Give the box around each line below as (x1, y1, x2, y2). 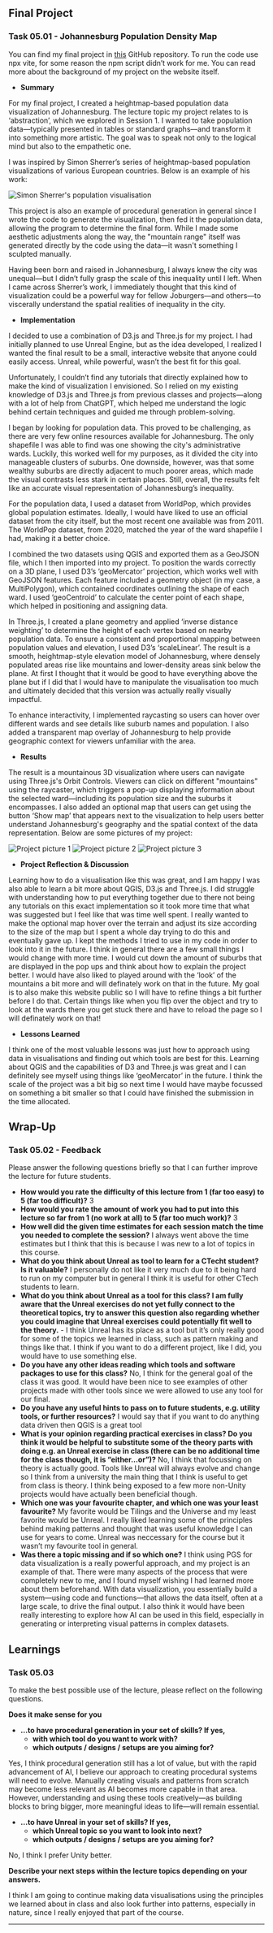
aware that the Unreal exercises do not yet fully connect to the (19, 1299, 236, 1309)
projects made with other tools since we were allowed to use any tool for (19, 1385, 264, 1396)
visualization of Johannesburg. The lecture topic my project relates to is (8, 106, 249, 116)
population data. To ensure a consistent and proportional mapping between (8, 634, 261, 644)
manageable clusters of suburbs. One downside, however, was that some (8, 457, 254, 466)
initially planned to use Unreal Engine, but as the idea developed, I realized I (8, 339, 262, 349)
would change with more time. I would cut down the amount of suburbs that (8, 952, 262, 962)
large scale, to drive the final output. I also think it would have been (19, 1601, 245, 1611)
